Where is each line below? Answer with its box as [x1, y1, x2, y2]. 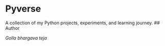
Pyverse [5, 3, 41, 15]
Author [5, 25, 20, 31]
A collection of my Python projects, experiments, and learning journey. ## [5, 20, 160, 26]
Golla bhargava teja [5, 35, 47, 41]
